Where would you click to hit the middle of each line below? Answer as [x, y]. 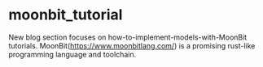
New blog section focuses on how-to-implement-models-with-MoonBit [128, 37]
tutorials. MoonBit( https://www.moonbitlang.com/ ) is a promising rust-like [132, 45]
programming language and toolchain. [72, 54]
